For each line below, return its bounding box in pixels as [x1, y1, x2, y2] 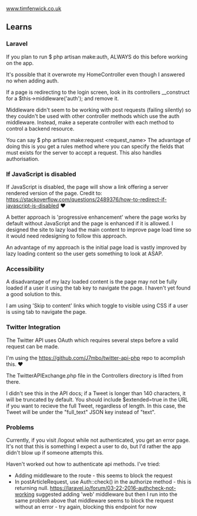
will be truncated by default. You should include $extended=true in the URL [6, 396, 189, 403]
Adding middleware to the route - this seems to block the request [14, 472, 173, 479]
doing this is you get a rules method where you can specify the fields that [6, 143, 184, 150]
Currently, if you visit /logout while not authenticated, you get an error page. [6, 436, 191, 443]
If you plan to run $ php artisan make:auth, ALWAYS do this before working [6, 53, 188, 60]
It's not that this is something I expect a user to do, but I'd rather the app [6, 442, 181, 450]
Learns [6, 22, 32, 32]
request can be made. [6, 343, 59, 350]
